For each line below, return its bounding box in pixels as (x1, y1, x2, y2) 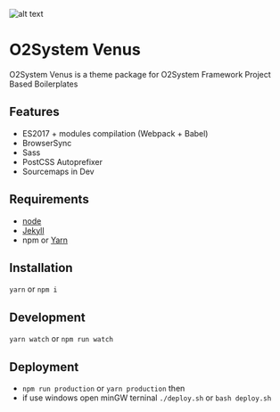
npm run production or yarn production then (21, 383, 185, 393)
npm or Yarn (21, 235, 69, 245)
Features (9, 104, 60, 119)
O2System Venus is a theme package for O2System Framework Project (9, 69, 272, 79)
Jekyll (21, 225, 45, 235)
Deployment (9, 359, 79, 375)
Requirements (9, 192, 89, 207)
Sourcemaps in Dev (21, 166, 95, 177)
